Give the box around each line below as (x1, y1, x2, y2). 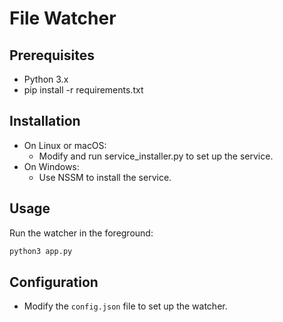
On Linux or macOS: (23, 139, 107, 151)
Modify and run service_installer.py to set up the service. (38, 150, 274, 162)
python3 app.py (9, 246, 73, 256)
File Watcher (9, 7, 117, 30)
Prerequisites (9, 47, 95, 64)
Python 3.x (23, 73, 69, 85)
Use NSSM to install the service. (38, 171, 172, 183)
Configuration (9, 273, 99, 291)
